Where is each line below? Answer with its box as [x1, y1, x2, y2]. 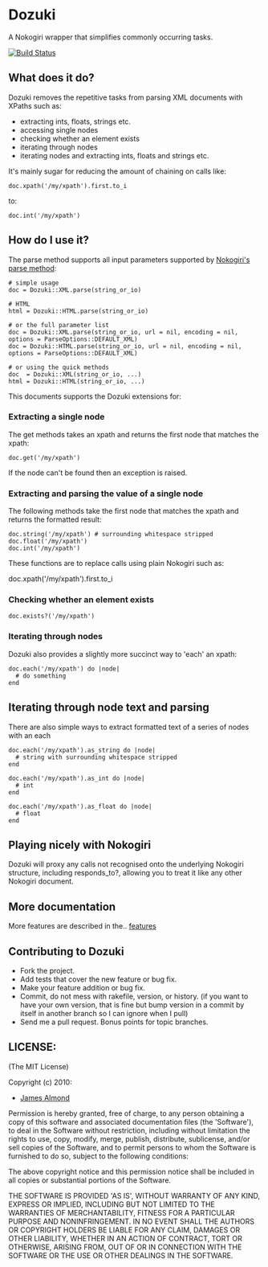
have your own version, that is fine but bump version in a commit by [19, 1000, 245, 1010]
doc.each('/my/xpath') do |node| [8, 665, 120, 673]
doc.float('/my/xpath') [8, 537, 88, 546]
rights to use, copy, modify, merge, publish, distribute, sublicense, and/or [8, 1134, 250, 1143]
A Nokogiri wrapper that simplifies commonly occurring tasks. [8, 32, 213, 42]
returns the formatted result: [8, 515, 102, 524]
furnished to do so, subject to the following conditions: [8, 1151, 189, 1161]
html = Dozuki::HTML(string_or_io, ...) [8, 377, 146, 385]
